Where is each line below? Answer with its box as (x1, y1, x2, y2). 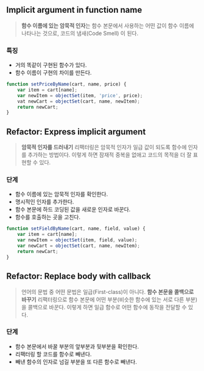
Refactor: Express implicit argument (6, 127, 146, 137)
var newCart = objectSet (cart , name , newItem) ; (17, 243, 140, 249)
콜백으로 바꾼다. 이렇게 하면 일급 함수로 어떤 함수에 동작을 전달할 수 (27, 303, 187, 310)
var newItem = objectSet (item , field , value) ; (17, 237, 138, 243)
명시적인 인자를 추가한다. (15, 198, 74, 205)
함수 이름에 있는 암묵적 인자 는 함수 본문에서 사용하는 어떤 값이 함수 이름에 (21, 21, 194, 29)
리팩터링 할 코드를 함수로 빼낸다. (15, 350, 92, 358)
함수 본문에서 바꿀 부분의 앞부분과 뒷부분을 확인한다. (15, 342, 139, 350)
